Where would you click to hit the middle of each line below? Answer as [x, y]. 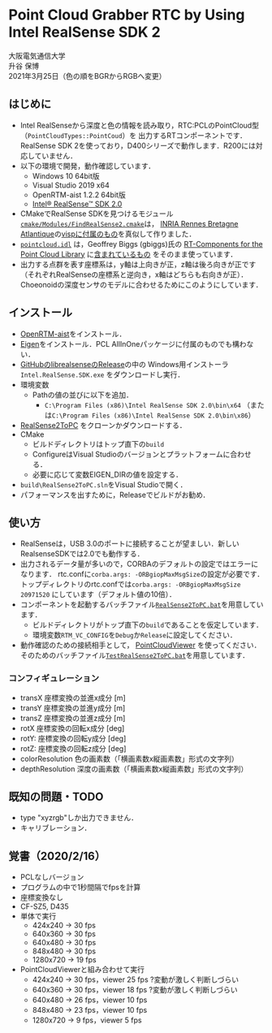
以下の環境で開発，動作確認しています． [88, 166]
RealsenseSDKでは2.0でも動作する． [82, 554]
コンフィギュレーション [54, 678]
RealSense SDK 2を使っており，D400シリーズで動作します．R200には [138, 145]
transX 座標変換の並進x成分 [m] [73, 698]
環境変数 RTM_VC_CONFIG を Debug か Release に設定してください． [134, 635]
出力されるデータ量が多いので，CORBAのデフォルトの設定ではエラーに [139, 564]
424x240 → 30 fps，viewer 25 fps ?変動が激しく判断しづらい [136, 979]
